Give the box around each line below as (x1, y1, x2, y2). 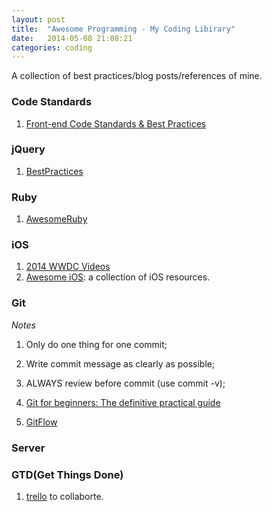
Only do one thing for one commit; (25, 338, 168, 350)
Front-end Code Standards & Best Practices (25, 117, 207, 130)
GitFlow (25, 416, 58, 428)
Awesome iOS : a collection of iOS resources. (25, 271, 211, 283)
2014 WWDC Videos (25, 261, 111, 273)
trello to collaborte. (25, 490, 104, 502)
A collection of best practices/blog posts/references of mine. (11, 70, 263, 82)
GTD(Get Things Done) (11, 467, 124, 481)
